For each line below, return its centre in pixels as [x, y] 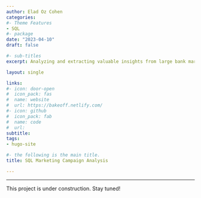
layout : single [25, 72]
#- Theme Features [29, 23]
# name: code [24, 122]
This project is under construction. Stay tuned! [63, 188]
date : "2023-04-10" [31, 39]
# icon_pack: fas [29, 94]
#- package [20, 34]
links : [14, 83]
